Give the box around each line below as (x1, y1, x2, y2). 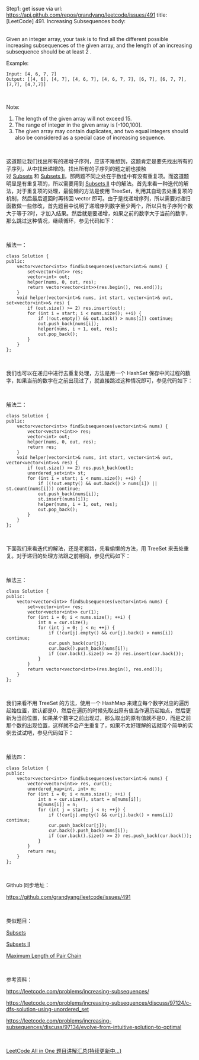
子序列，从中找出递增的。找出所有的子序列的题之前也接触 (6, 165, 146, 172)
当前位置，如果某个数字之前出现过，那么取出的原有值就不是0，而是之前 (16, 715, 191, 721)
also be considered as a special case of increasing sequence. (14, 134, 166, 141)
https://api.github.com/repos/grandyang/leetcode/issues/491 (6, 11, 156, 18)
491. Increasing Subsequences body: (35, 18, 126, 24)
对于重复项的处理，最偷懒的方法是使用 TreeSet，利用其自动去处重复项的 (16, 187, 193, 194)
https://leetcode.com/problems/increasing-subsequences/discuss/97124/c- (6, 999, 192, 1006)
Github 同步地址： (6, 882, 50, 888)
